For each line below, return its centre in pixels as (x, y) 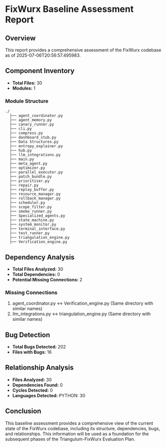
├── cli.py (21, 129)
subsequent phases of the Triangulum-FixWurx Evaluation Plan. (70, 439)
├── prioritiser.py (30, 181)
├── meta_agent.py (29, 164)
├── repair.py (24, 185)
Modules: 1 (24, 88)
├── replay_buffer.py (32, 190)
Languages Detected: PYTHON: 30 (49, 395)
